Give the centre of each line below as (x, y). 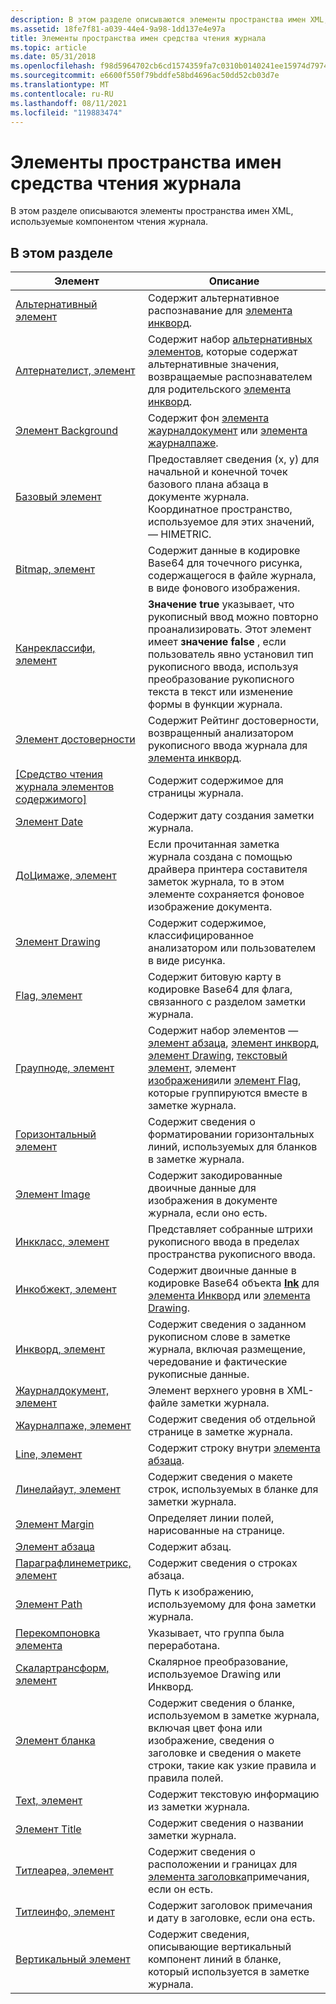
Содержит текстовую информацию (233, 1794)
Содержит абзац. (189, 1547)
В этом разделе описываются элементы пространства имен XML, (152, 211)
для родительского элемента (219, 389)
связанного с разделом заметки (226, 1002)
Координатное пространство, (220, 509)
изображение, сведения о (211, 1741)
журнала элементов (65, 787)
